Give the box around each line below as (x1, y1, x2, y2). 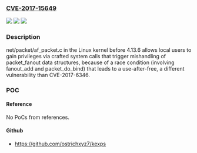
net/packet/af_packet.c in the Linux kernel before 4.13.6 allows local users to (6, 46, 192, 54)
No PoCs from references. (6, 114, 69, 121)
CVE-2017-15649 (6, 4, 57, 12)
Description (6, 33, 41, 41)
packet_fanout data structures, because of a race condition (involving (6, 59, 175, 66)
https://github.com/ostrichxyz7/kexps (14, 140, 106, 147)
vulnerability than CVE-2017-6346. (6, 71, 90, 78)
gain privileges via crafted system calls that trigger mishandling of (6, 52, 166, 59)
